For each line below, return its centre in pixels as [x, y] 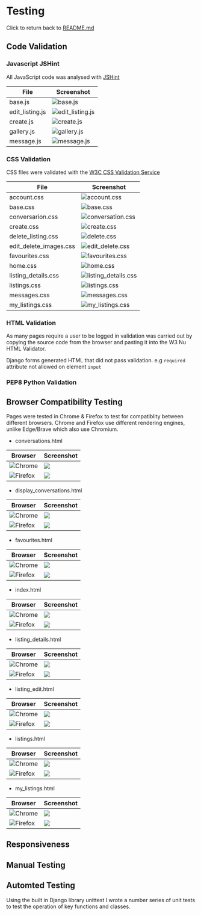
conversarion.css [34, 217]
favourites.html [34, 540]
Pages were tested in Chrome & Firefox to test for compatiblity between [95, 416]
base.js [20, 102]
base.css [22, 207]
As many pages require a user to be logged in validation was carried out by [99, 336]
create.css [24, 226]
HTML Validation [31, 323]
